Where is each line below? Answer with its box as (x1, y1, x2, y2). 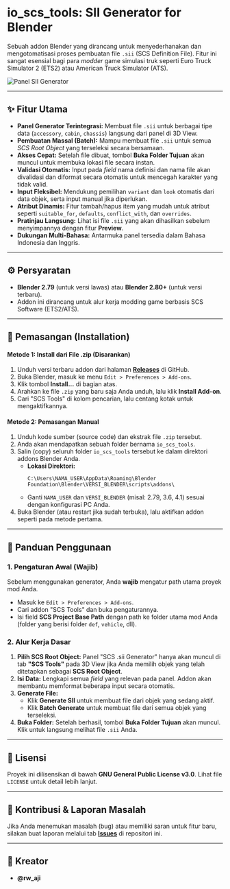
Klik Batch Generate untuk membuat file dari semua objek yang (27, 704, 207, 712)
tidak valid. (16, 180, 48, 188)
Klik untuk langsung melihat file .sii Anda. (16, 726, 138, 734)
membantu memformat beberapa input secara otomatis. (16, 682, 175, 690)
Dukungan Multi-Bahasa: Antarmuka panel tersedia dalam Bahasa (16, 231, 206, 239)
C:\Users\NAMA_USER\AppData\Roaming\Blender (27, 475, 157, 482)
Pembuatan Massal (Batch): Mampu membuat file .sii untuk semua (16, 136, 212, 145)
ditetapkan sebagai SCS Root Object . (16, 667, 123, 676)
